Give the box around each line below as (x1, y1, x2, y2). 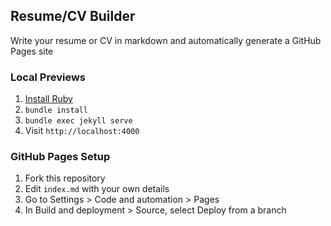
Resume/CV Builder (10, 8, 136, 25)
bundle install (24, 105, 89, 116)
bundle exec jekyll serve (24, 116, 133, 126)
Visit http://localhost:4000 (24, 125, 140, 137)
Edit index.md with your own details (24, 183, 170, 195)
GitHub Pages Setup (10, 150, 111, 164)
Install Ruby (24, 93, 73, 105)
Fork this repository (24, 172, 106, 184)
